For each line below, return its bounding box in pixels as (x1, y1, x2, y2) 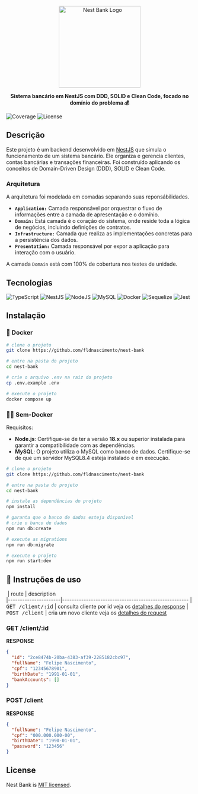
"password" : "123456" (11, 743, 65, 749)
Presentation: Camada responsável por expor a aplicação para (14, 242, 170, 250)
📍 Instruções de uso (6, 574, 81, 585)
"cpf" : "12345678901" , (11, 666, 68, 672)
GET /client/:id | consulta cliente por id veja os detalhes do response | (6, 603, 189, 610)
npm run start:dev (6, 558, 52, 564)
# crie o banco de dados (6, 520, 68, 526)
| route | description (7, 590, 56, 597)
